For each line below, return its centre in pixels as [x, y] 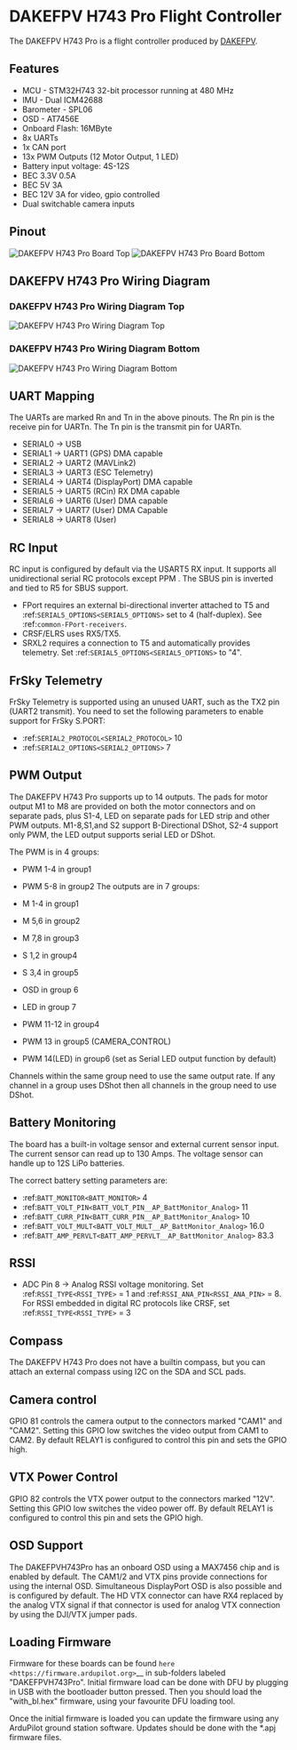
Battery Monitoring [63, 1123]
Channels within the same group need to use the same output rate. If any [142, 1076]
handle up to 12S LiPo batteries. [67, 1163]
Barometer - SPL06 [57, 109]
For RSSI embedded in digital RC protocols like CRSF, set [126, 1304]
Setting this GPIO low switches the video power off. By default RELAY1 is [141, 1508]
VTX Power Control [63, 1477]
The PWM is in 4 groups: [55, 852]
